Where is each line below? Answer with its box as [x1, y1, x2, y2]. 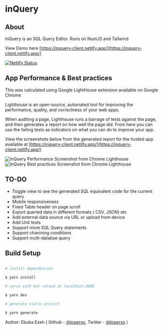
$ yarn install [5, 275, 36, 280]
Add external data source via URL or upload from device [12, 214, 125, 220]
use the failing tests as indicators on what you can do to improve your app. [5, 126, 155, 132]
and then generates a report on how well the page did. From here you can [5, 121, 153, 127]
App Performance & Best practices [5, 74, 112, 82]
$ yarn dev [5, 293, 27, 298]
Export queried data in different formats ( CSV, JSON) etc [12, 209, 127, 215]
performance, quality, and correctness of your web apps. [5, 106, 120, 113]
